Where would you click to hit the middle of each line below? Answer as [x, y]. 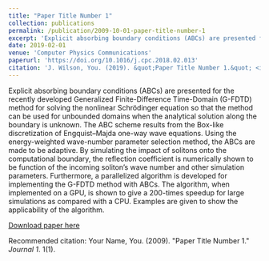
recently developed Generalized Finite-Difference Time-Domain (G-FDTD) [130, 99]
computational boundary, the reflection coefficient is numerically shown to [131, 159]
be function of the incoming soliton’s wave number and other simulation [126, 167]
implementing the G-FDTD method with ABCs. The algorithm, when [119, 184]
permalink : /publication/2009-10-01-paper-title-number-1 [107, 30]
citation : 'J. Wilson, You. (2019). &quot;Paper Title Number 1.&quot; [130, 68]
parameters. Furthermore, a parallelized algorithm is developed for [118, 175]
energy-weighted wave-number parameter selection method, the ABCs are [132, 142]
